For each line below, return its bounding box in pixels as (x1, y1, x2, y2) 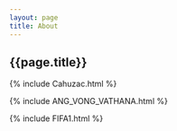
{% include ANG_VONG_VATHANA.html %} (9, 96, 169, 107)
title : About (9, 22, 59, 31)
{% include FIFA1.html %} (9, 113, 104, 124)
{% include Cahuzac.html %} (9, 78, 117, 90)
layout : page (9, 13, 59, 22)
